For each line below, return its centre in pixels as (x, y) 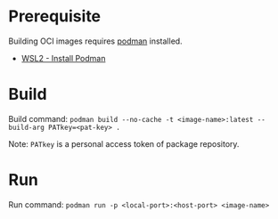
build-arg (27, 127)
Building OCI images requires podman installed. (96, 41)
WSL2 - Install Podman (63, 58)
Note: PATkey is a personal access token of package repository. (124, 143)
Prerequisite (55, 16)
